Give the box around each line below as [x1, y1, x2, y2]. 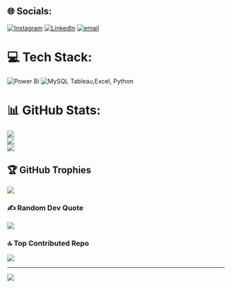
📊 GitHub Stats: [7, 102, 101, 118]
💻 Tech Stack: [7, 50, 93, 65]
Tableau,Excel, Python [70, 77, 134, 85]
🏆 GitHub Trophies [7, 164, 92, 176]
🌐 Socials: [7, 6, 52, 17]
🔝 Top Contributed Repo [7, 238, 90, 248]
